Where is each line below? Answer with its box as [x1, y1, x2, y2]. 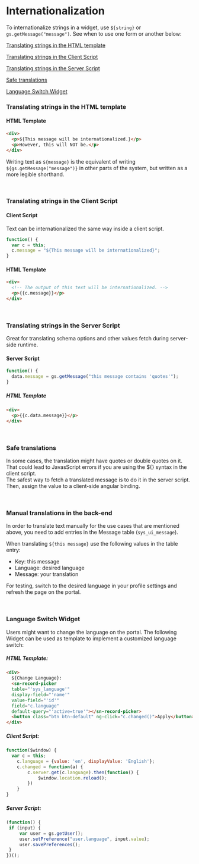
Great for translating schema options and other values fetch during [6, 335, 169, 342]
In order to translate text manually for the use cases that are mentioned [6, 522, 179, 530]
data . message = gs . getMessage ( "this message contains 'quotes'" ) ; [11, 374, 179, 380]
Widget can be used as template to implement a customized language [6, 635, 176, 642]
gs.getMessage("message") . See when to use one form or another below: [6, 30, 182, 37]
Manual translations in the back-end [6, 509, 113, 517]
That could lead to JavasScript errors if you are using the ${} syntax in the [6, 463, 187, 471]
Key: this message [14, 558, 60, 565]
